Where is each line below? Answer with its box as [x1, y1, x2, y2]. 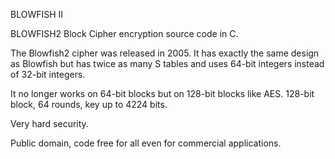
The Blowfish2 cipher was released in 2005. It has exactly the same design [10, 47, 320, 59]
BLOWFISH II [10, 9, 64, 20]
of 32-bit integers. [10, 69, 86, 80]
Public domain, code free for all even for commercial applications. [10, 137, 282, 149]
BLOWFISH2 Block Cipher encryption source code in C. [10, 28, 239, 39]
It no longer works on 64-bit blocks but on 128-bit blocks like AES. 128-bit [10, 88, 315, 99]
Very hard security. [10, 118, 89, 129]
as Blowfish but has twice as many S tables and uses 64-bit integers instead [10, 58, 325, 69]
